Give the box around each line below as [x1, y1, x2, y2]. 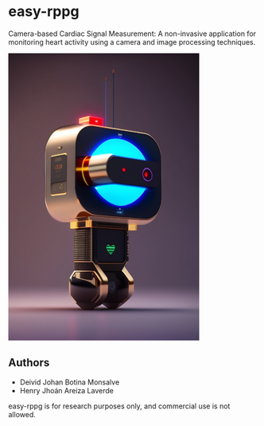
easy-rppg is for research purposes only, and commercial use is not [8, 401, 231, 411]
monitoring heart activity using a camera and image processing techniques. [8, 37, 256, 46]
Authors [8, 356, 50, 369]
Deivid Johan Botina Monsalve [19, 377, 120, 387]
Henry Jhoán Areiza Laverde [19, 385, 114, 395]
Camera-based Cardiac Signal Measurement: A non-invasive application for [8, 29, 257, 38]
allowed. [8, 409, 36, 419]
